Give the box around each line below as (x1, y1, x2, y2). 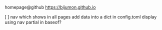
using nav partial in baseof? (4, 19, 62, 25)
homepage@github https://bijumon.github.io (4, 4, 96, 10)
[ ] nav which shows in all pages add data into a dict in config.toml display (4, 14, 157, 19)
